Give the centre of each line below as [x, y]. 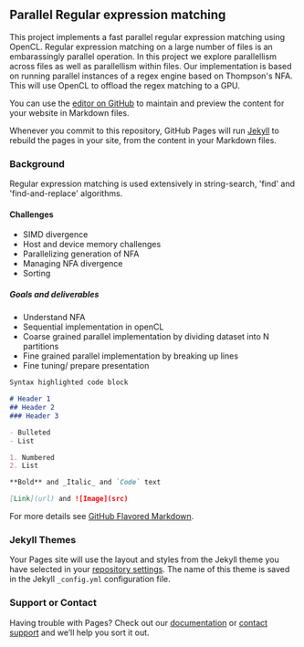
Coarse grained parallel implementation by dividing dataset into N [146, 337]
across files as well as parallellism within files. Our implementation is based [151, 66]
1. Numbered [32, 457]
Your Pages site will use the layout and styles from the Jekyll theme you [145, 559]
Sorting [37, 274]
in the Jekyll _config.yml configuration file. [90, 579]
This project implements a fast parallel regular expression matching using [147, 37]
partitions [41, 347]
